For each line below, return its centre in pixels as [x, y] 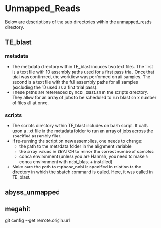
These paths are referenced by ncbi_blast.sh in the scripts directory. [80, 92]
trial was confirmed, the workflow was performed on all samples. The [81, 77]
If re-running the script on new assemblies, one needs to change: [77, 141]
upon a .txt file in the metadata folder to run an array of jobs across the [82, 131]
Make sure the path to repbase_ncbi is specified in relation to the [77, 167]
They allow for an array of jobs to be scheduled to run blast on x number [84, 97]
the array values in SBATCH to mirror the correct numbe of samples [86, 151]
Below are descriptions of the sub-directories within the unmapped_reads [78, 22]
